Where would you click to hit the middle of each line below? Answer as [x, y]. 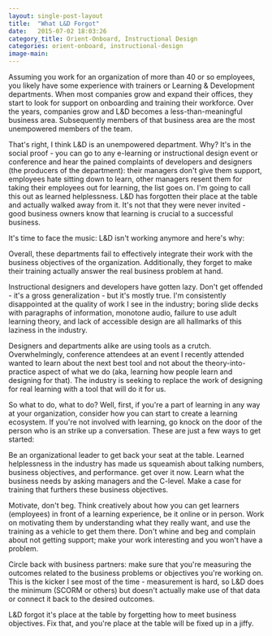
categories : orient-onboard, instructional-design [96, 46]
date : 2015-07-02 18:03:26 [58, 31]
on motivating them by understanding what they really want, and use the [130, 523]
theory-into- [225, 363]
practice [22, 372]
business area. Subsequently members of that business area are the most [132, 120]
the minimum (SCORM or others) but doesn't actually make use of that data [134, 590]
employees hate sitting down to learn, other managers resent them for [125, 179]
